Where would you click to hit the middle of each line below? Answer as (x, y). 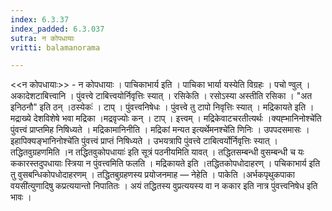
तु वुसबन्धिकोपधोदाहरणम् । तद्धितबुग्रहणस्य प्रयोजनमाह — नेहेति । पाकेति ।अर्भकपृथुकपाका (152, 175)
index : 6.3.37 (40, 19)
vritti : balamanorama (55, 47)
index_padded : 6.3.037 (57, 29)
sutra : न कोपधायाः (42, 38)
